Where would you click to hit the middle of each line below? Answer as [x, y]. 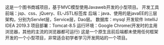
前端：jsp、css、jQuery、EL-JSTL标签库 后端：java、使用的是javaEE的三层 [81, 13]
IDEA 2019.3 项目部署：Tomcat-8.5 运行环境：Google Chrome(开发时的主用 [82, 25]
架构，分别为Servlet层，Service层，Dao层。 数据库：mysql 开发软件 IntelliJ [82, 19]
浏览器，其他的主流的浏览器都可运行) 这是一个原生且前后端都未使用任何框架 [82, 32]
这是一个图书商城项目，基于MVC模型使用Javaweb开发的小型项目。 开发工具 [82, 7]
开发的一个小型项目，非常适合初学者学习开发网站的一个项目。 [68, 38]
